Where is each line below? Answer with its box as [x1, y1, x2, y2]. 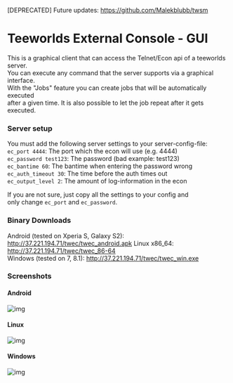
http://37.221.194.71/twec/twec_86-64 [7, 246, 116, 255]
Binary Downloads [7, 216, 72, 226]
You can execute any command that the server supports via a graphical [7, 68, 214, 77]
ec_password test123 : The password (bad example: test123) [7, 155, 180, 163]
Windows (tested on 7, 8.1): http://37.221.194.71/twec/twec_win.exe [7, 254, 199, 262]
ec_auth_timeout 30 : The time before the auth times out [7, 169, 168, 178]
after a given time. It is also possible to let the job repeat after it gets [7, 98, 204, 107]
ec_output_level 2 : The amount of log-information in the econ [7, 177, 187, 186]
